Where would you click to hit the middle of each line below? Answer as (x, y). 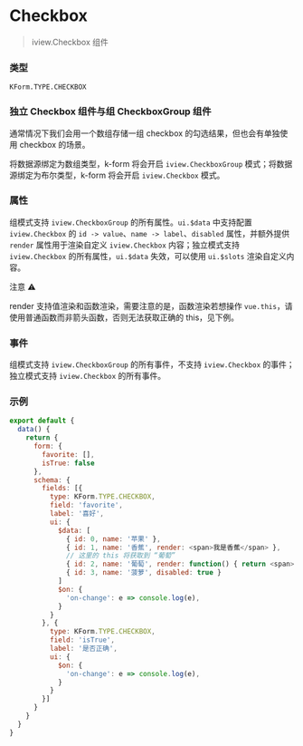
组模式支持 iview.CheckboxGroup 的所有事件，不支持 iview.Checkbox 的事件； (152, 364)
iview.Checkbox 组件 (70, 42)
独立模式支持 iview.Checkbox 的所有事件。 (88, 376)
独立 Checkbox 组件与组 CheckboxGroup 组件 (110, 111)
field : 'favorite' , (86, 505)
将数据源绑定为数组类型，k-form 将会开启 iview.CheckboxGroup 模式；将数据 (151, 163)
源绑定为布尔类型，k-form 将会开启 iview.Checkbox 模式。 (117, 175)
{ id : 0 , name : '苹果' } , (114, 539)
